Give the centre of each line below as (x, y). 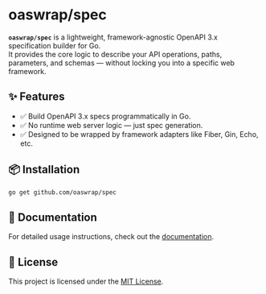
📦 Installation (44, 170)
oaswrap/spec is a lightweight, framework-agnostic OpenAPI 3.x (113, 37)
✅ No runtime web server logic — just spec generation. (111, 125)
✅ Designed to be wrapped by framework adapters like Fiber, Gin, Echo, (139, 134)
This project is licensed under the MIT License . (86, 282)
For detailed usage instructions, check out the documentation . (111, 237)
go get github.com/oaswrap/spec (62, 192)
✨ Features (37, 97)
